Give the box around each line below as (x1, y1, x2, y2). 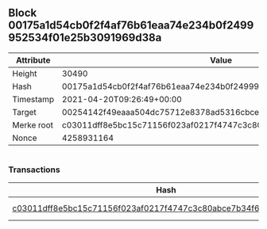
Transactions (8, 164, 61, 175)
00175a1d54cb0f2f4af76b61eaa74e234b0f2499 (8, 19, 254, 32)
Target (12, 106, 37, 117)
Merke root (12, 119, 54, 130)
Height (12, 67, 37, 78)
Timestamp (12, 94, 55, 105)
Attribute (15, 55, 51, 66)
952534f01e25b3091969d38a (8, 31, 162, 44)
